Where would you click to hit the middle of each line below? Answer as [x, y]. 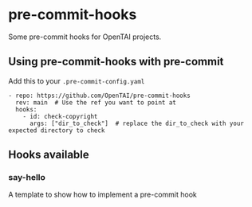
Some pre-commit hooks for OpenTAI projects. [85, 37]
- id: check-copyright [60, 116]
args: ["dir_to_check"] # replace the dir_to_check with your [137, 123]
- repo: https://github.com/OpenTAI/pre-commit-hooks [100, 96]
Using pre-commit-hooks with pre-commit [116, 62]
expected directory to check [57, 130]
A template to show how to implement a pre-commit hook [102, 195]
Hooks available [49, 155]
